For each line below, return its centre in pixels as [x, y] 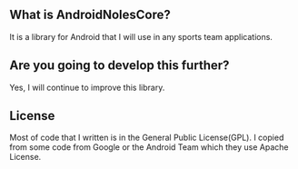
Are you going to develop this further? [119, 66]
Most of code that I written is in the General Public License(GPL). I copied [147, 138]
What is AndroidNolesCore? [90, 15]
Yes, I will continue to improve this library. [87, 87]
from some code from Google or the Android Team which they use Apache [149, 147]
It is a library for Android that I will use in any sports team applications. [141, 36]
